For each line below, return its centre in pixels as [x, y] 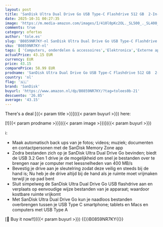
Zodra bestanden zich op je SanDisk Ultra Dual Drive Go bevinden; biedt [84, 153]
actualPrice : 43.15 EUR [29, 55]
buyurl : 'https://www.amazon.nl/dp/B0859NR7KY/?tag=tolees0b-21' [72, 91]
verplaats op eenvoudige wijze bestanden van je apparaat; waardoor [81, 189]
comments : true [20, 28]
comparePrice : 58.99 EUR [30, 69]
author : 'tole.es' [24, 37]
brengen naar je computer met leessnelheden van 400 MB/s [72, 163]
